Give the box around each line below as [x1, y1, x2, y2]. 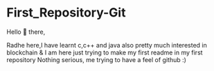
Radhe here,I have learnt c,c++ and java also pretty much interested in [6, 41, 207, 49]
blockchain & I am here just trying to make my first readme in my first [6, 48, 203, 57]
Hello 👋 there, [6, 28, 46, 36]
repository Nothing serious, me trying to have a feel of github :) [6, 55, 186, 63]
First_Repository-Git [6, 5, 126, 21]
